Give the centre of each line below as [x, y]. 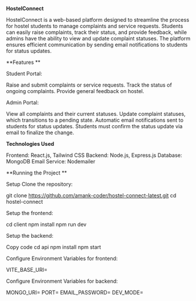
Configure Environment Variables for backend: [62, 281]
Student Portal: [24, 73]
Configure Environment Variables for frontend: [62, 258]
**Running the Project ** [37, 173]
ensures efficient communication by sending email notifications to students [97, 45]
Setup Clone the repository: [40, 184]
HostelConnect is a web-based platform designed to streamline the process [98, 20]
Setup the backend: [30, 236]
